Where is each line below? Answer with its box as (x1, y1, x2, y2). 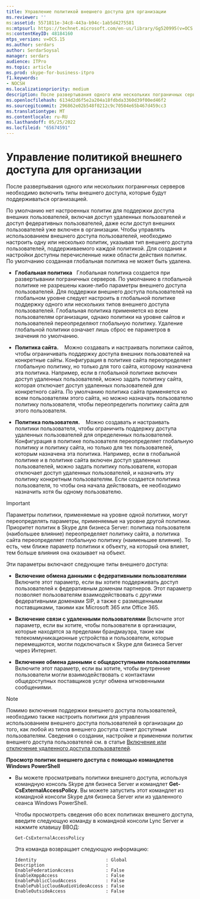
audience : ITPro (6, 58, 46, 64)
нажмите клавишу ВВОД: (14, 823, 80, 831)
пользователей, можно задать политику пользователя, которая (14, 462, 177, 470)
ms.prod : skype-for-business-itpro (6, 70, 95, 76)
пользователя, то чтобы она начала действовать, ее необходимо (14, 481, 182, 488)
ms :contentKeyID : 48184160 (6, 31, 73, 37)
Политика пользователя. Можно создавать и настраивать (14, 418, 170, 425)
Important (6, 499, 30, 506)
